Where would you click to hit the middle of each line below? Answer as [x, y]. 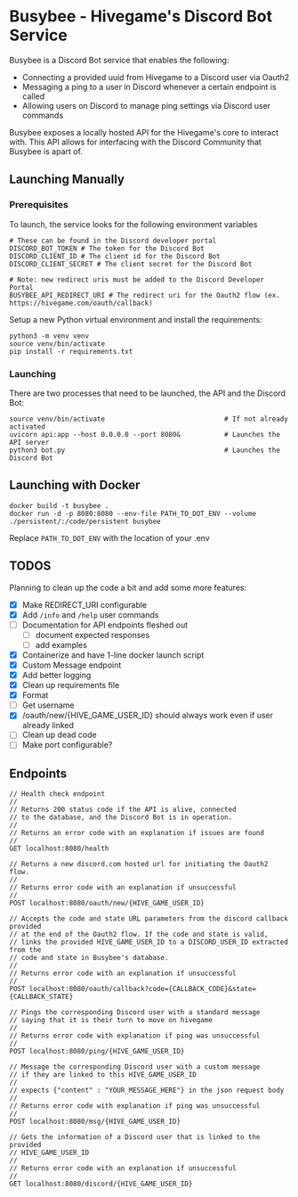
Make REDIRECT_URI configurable [85, 604]
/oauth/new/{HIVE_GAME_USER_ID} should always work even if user [148, 716]
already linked [48, 726]
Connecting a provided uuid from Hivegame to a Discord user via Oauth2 [156, 77]
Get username [48, 705]
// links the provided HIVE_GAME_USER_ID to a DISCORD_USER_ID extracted [149, 942]
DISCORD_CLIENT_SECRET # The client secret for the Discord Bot [131, 264]
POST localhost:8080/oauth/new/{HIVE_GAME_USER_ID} [107, 903]
